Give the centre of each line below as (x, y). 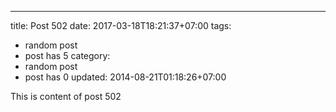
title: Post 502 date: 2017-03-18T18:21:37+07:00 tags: (121, 25)
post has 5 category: (67, 55)
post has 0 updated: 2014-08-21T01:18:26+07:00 (125, 77)
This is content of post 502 (66, 96)
